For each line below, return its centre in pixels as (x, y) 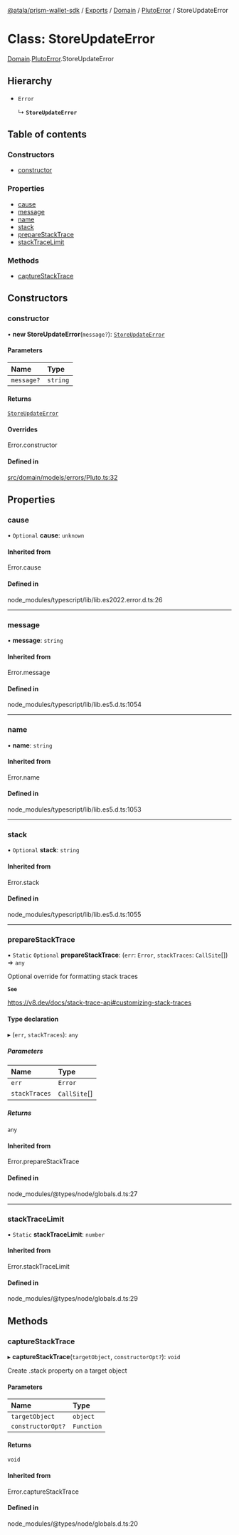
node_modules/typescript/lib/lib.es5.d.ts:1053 (74, 810)
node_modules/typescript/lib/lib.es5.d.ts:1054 (75, 705)
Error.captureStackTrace (43, 1492)
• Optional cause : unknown (46, 535)
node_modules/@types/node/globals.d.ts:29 (73, 1299)
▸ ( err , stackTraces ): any (43, 1034)
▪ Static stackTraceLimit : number (56, 1234)
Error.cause (24, 567)
